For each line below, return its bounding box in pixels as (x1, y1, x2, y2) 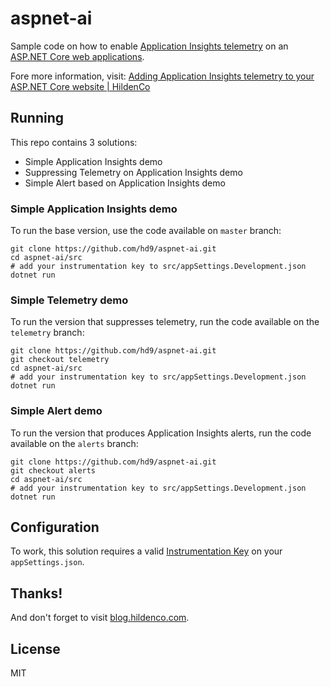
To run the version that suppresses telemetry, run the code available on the (10, 316, 320, 328)
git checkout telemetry (10, 355, 110, 365)
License (10, 640, 61, 657)
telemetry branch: (10, 327, 85, 339)
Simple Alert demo (10, 404, 103, 418)
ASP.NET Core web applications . (10, 50, 145, 62)
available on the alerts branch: (10, 437, 139, 449)
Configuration (10, 519, 100, 536)
